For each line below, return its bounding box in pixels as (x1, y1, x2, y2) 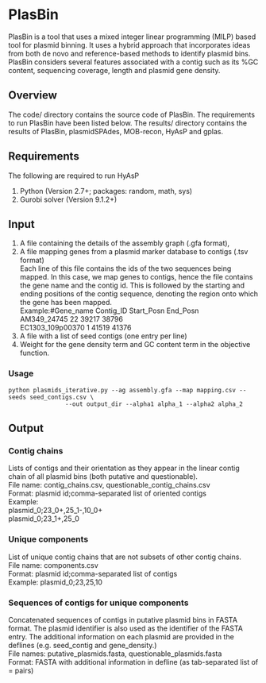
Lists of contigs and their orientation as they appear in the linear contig (8, 463, 240, 473)
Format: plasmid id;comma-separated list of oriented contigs (8, 488, 206, 498)
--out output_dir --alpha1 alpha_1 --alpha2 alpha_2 (64, 399, 244, 408)
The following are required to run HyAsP (8, 171, 140, 180)
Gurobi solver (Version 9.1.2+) (19, 195, 118, 204)
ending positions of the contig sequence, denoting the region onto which (19, 289, 259, 299)
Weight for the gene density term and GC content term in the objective (19, 340, 251, 349)
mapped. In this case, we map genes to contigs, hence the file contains (19, 272, 253, 282)
